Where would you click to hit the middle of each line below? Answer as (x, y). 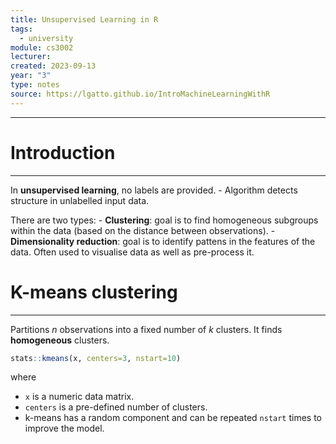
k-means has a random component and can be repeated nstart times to (173, 418)
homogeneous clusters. (60, 340)
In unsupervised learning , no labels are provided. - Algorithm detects (154, 190)
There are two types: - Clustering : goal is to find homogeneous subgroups (164, 220)
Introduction (63, 152)
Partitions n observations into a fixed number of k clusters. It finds (146, 329)
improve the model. (64, 428)
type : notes (35, 85)
